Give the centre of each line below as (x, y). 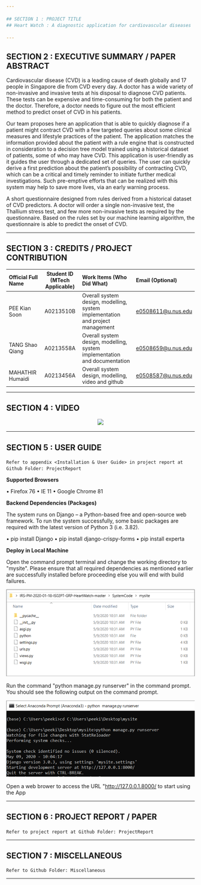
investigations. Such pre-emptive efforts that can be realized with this (92, 181)
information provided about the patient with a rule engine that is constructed (100, 143)
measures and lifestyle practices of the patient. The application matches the (100, 136)
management (98, 327)
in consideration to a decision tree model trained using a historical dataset (97, 149)
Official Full (23, 277)
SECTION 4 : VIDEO (43, 408)
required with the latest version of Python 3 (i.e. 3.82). (73, 527)
